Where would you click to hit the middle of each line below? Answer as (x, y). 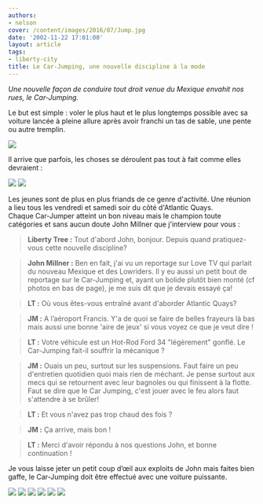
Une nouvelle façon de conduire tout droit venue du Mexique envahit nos (126, 89)
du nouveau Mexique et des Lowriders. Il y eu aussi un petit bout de (137, 271)
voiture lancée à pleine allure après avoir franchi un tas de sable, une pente (130, 121)
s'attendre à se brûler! (63, 399)
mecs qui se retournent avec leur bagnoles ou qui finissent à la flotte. (139, 382)
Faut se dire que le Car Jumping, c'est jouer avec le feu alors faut (133, 391)
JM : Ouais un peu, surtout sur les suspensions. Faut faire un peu (133, 366)
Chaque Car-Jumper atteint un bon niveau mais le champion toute (115, 215)
